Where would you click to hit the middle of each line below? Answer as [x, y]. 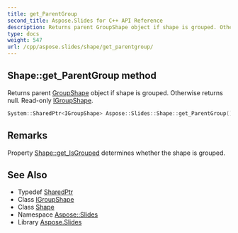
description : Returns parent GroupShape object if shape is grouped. [112, 27]
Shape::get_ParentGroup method [82, 76]
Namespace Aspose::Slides [58, 215]
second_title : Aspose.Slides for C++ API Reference [85, 21]
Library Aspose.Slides [50, 222]
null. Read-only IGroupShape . [50, 100]
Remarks [28, 136]
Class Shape [36, 207]
